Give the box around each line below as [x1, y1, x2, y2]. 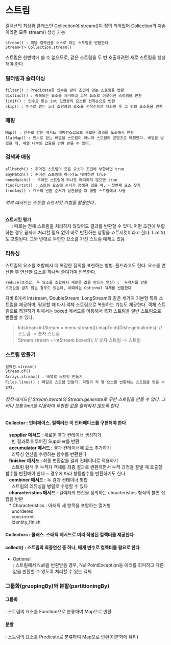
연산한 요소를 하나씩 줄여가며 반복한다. [20, 269, 97, 275]
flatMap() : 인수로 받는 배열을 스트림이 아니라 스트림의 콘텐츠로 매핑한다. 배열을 [5, 135, 158, 140]
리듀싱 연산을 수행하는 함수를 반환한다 [11, 451, 87, 457]
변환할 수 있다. [5, 314, 34, 320]
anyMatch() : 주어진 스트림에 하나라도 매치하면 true [5, 172, 106, 177]
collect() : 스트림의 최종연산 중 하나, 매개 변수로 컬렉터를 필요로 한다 [5, 544, 140, 550]
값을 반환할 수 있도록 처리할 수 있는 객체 [12, 569, 92, 575]
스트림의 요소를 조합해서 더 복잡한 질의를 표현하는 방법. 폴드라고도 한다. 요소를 [5, 263, 161, 269]
